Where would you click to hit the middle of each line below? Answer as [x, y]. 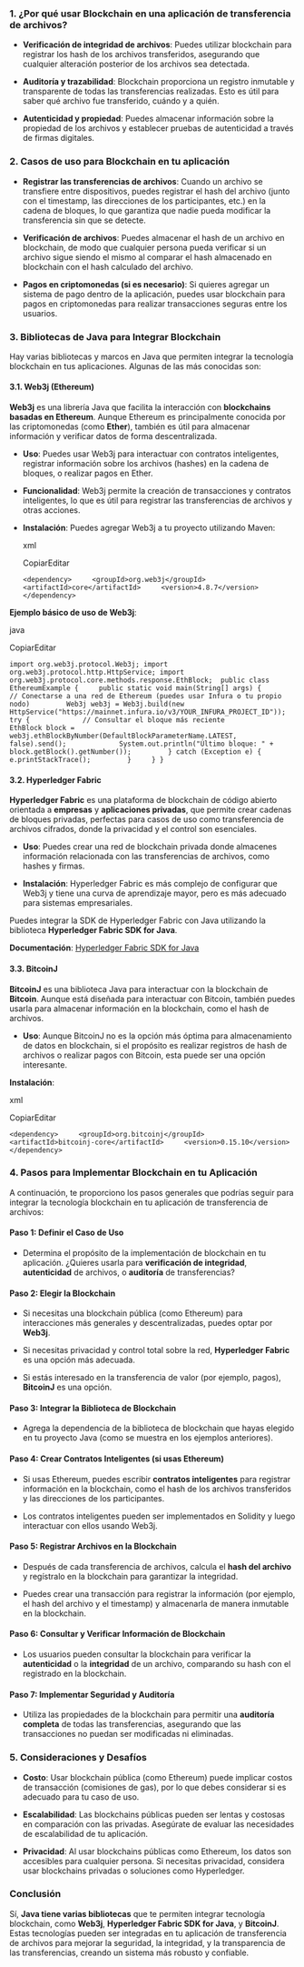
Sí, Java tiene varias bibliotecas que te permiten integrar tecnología [137, 1913]
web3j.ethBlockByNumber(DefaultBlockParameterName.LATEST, [123, 736]
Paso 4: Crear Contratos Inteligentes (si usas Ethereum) [117, 1459]
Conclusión [35, 1894]
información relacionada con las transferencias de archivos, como [146, 857]
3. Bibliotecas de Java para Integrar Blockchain [115, 336]
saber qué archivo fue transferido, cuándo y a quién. [121, 101]
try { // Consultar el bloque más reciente [117, 720]
